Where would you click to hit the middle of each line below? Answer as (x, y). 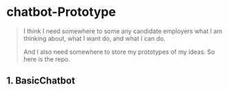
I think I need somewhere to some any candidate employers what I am (123, 31)
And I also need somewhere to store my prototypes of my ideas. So (119, 52)
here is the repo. (47, 59)
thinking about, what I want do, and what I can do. (94, 38)
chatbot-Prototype (61, 12)
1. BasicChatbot (41, 81)
